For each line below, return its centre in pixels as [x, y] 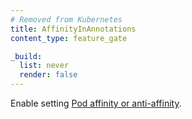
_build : [26, 56]
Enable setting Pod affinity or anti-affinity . [96, 103]
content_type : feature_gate [69, 38]
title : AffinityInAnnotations [73, 29]
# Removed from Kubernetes [66, 19]
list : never [44, 66]
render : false [48, 75]
